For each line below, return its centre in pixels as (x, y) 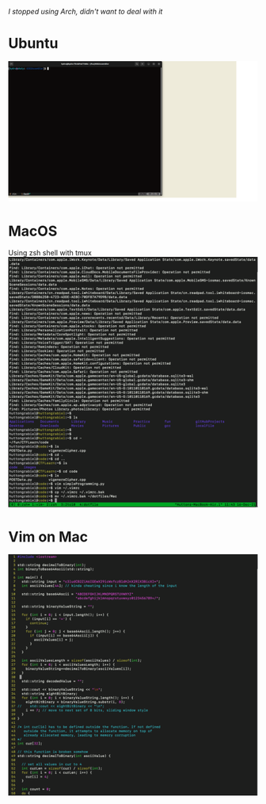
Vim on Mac (48, 536)
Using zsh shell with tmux (50, 253)
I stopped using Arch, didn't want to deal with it (85, 11)
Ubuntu (33, 44)
